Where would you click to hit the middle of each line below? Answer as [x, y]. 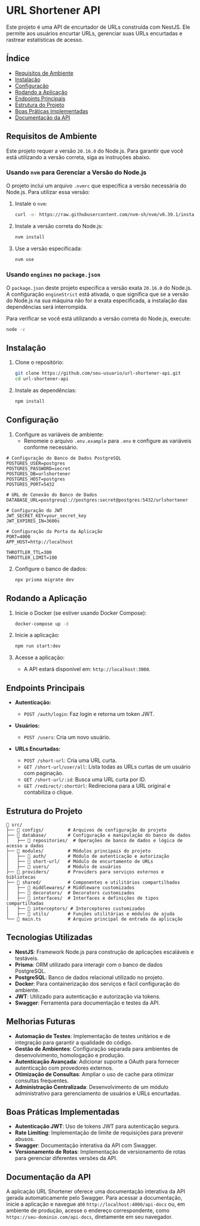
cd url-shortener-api [41, 379]
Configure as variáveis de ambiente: [59, 434]
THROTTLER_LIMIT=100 [32, 557]
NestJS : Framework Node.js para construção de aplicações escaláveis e [104, 952]
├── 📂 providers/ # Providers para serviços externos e [85, 872]
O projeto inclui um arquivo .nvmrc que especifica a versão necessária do [96, 186]
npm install [30, 402]
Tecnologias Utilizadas [50, 937]
